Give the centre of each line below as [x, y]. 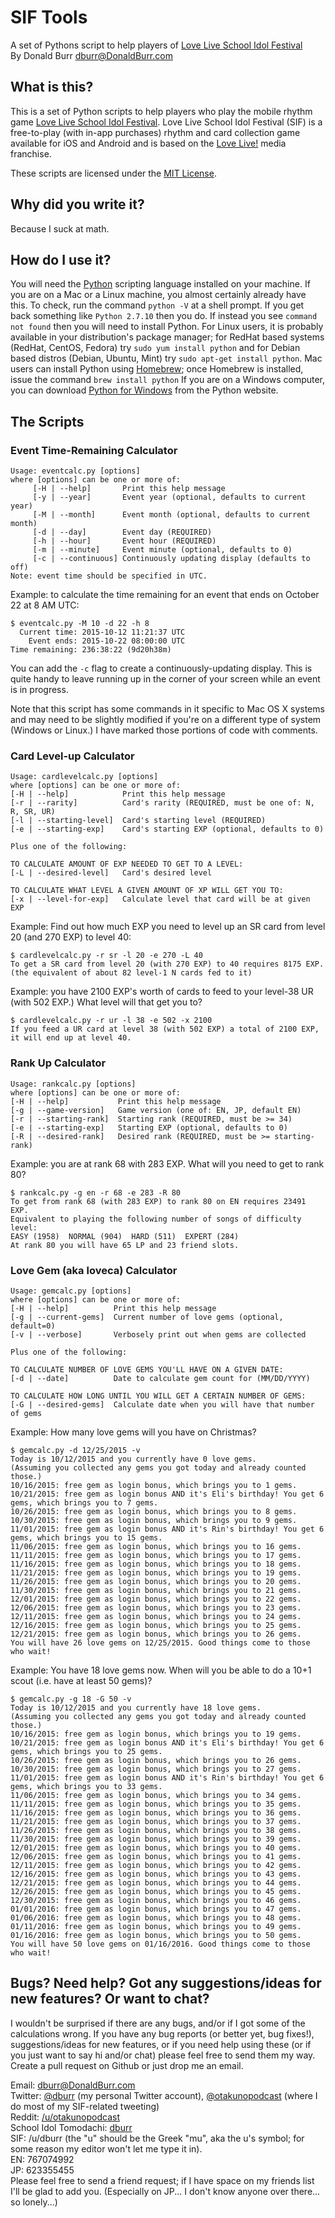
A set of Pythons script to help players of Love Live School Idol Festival [156, 45]
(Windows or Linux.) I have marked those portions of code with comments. [164, 730]
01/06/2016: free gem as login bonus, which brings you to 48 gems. [156, 1917]
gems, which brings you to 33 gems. [86, 1786]
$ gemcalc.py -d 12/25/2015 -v [75, 1450]
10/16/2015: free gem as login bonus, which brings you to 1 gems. [154, 1485]
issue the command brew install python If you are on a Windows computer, [168, 380]
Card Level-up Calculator [72, 756]
